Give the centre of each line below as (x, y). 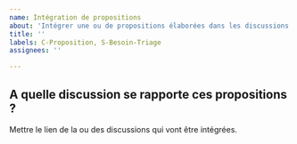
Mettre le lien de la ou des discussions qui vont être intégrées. (124, 129)
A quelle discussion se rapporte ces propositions (148, 94)
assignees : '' (36, 51)
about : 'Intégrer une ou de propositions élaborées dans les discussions (149, 26)
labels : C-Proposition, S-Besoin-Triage (86, 42)
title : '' (28, 34)
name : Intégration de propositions (75, 17)
